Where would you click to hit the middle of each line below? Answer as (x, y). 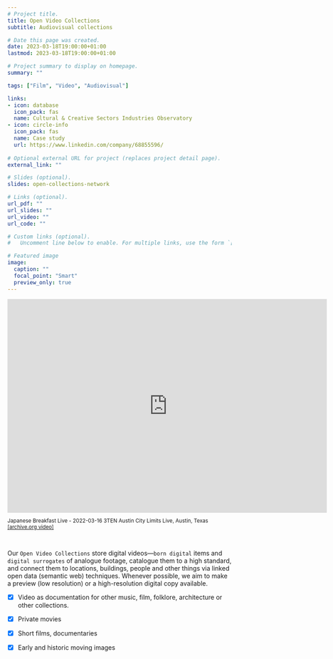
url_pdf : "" (25, 204)
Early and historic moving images (67, 648)
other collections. (43, 605)
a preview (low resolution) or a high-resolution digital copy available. (108, 583)
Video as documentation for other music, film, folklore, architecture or (120, 597)
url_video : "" (28, 217)
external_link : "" (35, 165)
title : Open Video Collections (54, 21)
